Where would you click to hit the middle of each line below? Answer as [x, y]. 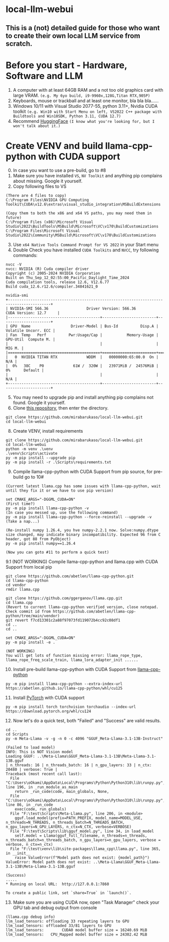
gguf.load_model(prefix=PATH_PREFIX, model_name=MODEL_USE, [79, 818]
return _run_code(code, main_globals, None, [62, 792]
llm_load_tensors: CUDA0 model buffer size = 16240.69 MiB [76, 930]
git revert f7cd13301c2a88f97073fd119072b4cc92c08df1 [63, 621]
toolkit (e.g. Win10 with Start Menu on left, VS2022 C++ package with [87, 111]
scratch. [19, 44]
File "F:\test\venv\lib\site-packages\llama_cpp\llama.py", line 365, [86, 849]
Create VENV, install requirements [48, 431]
